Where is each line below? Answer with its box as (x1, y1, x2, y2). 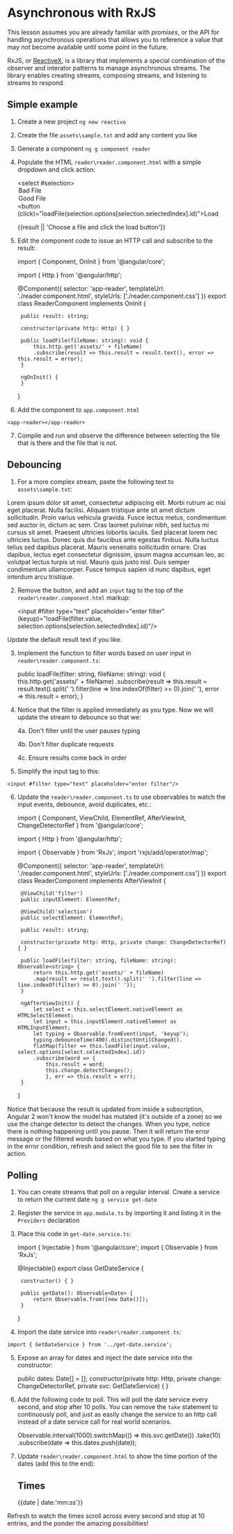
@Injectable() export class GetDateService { (17, 1264, 144, 1272)
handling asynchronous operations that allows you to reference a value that (7, 35, 224, 43)
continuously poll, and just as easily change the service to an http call (17, 1411, 217, 1419)
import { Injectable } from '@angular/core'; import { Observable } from (17, 1243, 218, 1251)
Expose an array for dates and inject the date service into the (17, 1353, 193, 1362)
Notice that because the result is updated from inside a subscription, (7, 1104, 204, 1113)
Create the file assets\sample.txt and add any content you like (17, 130, 198, 139)
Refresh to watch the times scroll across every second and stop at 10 (7, 1512, 205, 1520)
